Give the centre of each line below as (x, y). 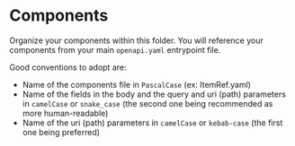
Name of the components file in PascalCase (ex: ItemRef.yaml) (137, 84)
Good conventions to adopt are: (68, 67)
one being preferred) (61, 132)
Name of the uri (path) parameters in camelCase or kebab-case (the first (152, 123)
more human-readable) (65, 113)
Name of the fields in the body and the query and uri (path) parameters (154, 94)
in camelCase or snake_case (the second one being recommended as (147, 103)
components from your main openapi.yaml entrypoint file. (115, 49)
